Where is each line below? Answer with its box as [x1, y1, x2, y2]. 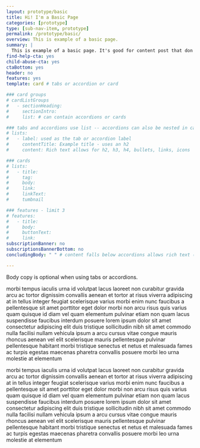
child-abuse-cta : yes [6, 59, 60, 65]
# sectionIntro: [6, 108, 58, 114]
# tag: [6, 174, 33, 180]
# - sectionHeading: [6, 103, 62, 109]
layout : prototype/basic [6, 8, 68, 15]
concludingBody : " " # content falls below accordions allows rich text [6, 251, 190, 257]
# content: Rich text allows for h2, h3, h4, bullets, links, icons [6, 147, 190, 153]
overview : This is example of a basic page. [6, 36, 118, 42]
